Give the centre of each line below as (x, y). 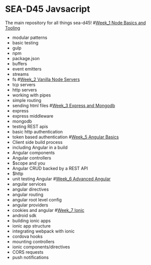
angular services (29, 184)
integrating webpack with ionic (43, 231)
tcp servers (24, 84)
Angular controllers (32, 158)
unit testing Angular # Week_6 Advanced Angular (61, 179)
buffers (19, 64)
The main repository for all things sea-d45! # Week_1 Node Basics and (75, 23)
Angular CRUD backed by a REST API (50, 168)
